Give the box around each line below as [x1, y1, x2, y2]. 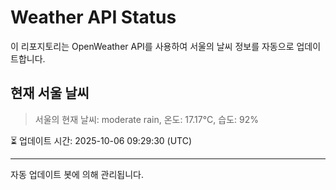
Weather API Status [10, 6, 177, 29]
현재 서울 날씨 [10, 85, 90, 102]
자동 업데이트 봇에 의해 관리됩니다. [10, 168, 144, 180]
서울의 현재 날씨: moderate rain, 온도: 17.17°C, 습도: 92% [34, 113, 259, 125]
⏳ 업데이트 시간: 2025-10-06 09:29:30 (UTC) [10, 134, 193, 146]
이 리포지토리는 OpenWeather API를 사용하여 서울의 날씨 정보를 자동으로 [10, 40, 295, 52]
